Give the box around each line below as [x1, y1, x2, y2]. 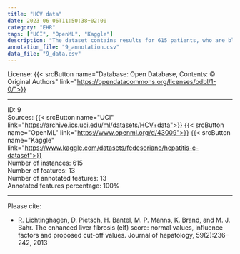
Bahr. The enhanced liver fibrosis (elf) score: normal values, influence [17, 223, 224, 232]
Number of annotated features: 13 [7, 173, 107, 182]
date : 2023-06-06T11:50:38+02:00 [7, 17, 107, 24]
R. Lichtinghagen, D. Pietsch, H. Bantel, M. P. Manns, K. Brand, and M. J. [17, 215, 231, 224]
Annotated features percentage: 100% [7, 181, 120, 190]
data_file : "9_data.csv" [7, 51, 81, 58]
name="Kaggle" [7, 136, 55, 144]
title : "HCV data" [7, 10, 62, 18]
